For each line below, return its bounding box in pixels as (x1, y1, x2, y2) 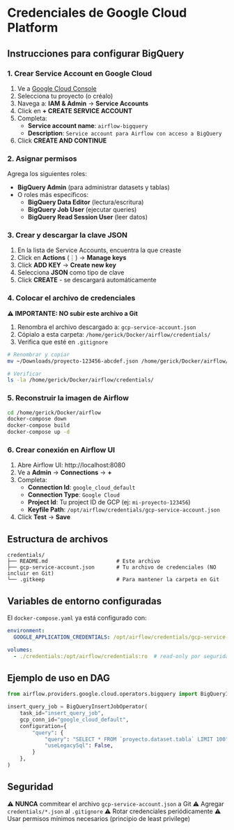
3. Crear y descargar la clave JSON (7, 231, 127, 240)
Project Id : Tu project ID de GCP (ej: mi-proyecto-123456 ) (27, 498, 191, 507)
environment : (7, 627, 45, 634)
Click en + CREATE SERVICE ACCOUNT (17, 106, 132, 115)
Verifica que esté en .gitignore (17, 337, 109, 346)
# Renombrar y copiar (7, 351, 70, 358)
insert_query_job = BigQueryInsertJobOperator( (7, 704, 148, 711)
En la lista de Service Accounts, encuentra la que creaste (17, 246, 182, 254)
